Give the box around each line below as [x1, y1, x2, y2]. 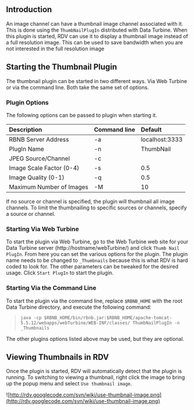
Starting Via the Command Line [6, 284, 97, 292]
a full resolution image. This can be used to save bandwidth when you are [6, 39, 184, 46]
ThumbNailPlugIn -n [132, 320, 180, 326]
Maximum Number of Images [9, 182, 89, 191]
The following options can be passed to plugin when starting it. [6, 111, 157, 119]
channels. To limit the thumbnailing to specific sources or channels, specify [6, 204, 187, 211]
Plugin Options [6, 98, 49, 106]
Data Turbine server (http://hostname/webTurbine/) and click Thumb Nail [6, 244, 179, 251]
